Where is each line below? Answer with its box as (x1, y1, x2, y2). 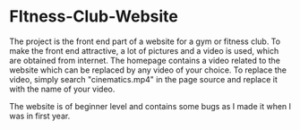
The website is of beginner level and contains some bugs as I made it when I (9, 100, 292, 111)
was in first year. (9, 110, 71, 121)
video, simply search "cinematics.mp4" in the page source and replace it (9, 74, 278, 84)
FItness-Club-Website (9, 6, 179, 27)
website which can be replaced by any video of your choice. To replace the (9, 65, 287, 75)
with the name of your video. (9, 83, 116, 94)
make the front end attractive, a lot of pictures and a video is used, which (9, 45, 279, 56)
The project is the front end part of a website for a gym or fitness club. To (9, 36, 280, 47)
